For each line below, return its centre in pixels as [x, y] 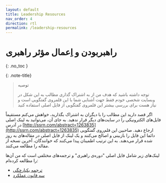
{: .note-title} [19, 76]
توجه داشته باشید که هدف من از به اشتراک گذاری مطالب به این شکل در [83, 94]
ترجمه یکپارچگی [27, 170]
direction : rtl [21, 23]
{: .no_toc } [17, 66]
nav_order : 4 [19, 19]
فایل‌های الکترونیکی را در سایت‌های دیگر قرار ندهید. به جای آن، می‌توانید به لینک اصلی [83, 120]
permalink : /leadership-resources [41, 28]
